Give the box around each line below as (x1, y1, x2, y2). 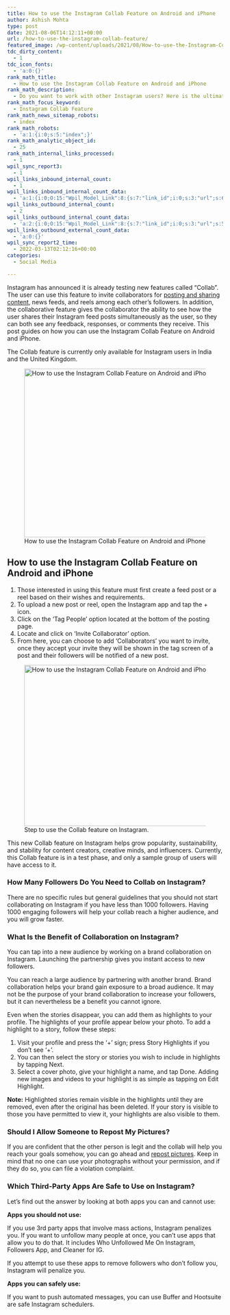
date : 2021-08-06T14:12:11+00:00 (7, 29, 103, 36)
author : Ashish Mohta (7, 16, 69, 23)
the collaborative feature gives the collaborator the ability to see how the (7, 305, 212, 313)
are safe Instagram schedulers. (7, 1300, 94, 1308)
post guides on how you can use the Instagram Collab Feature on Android (7, 327, 215, 335)
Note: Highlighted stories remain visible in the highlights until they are (7, 1096, 204, 1104)
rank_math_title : (7, 73, 57, 81)
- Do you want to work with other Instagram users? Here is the (13, 93, 201, 100)
